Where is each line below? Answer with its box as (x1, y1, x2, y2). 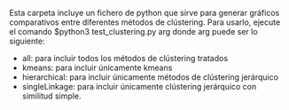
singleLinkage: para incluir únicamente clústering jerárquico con (21, 82, 257, 91)
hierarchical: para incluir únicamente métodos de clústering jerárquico (21, 72, 279, 82)
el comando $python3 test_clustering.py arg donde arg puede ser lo (9, 27, 259, 36)
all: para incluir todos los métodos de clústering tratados (21, 53, 229, 63)
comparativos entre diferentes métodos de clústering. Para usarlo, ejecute (9, 17, 281, 27)
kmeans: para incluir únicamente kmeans (21, 62, 173, 73)
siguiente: (9, 35, 46, 46)
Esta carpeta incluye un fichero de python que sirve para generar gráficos (9, 8, 280, 18)
